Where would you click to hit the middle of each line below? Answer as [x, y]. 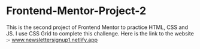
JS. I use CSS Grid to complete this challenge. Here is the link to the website [100, 33]
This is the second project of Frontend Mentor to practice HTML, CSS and [97, 27]
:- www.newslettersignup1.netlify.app [52, 40]
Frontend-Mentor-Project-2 [76, 11]
